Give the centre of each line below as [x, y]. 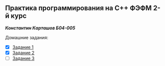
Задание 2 [23, 53]
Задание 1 [23, 47]
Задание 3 [23, 58]
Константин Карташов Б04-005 [40, 28]
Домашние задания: [27, 37]
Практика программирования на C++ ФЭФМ [79, 8]
